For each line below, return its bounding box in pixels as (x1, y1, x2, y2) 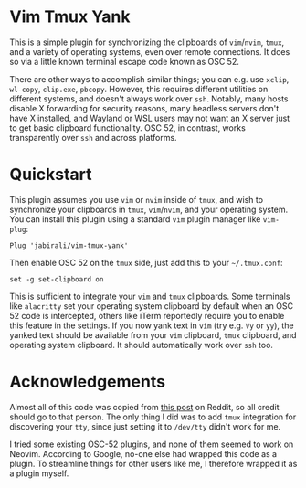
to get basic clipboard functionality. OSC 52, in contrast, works (9, 122, 247, 133)
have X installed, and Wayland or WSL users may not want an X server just (9, 112, 290, 123)
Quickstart (9, 164, 93, 185)
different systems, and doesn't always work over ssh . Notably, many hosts (9, 93, 289, 104)
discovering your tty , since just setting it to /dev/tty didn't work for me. (9, 420, 281, 431)
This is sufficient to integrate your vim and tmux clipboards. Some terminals (9, 291, 290, 302)
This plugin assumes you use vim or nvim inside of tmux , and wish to (9, 194, 263, 205)
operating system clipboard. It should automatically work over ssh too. (9, 339, 274, 350)
